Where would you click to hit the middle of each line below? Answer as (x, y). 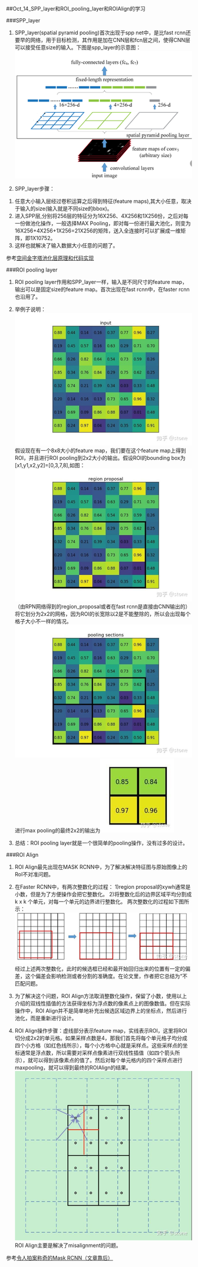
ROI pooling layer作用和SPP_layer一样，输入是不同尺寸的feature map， (101, 281)
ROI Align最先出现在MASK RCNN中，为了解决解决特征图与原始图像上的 (101, 867)
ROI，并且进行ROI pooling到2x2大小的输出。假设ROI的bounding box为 (100, 458)
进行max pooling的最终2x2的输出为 (57, 830)
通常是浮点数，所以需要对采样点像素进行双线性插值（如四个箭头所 (100, 1053)
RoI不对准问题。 (34, 875)
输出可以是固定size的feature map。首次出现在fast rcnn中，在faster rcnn (102, 289)
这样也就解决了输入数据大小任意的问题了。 (66, 245)
